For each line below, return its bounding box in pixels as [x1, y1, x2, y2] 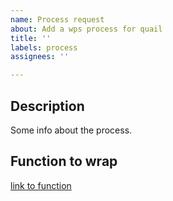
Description [10, 97, 85, 115]
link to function [10, 179, 72, 191]
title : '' [10, 33, 52, 43]
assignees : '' [10, 52, 70, 62]
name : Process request [10, 14, 105, 25]
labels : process [10, 42, 78, 53]
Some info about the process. [10, 124, 133, 136]
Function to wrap [10, 153, 118, 170]
